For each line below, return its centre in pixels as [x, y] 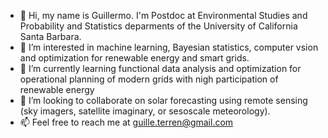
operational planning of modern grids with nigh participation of [149, 79]
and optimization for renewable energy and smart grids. [134, 58]
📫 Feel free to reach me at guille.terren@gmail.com [126, 122]
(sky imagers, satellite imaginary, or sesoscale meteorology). [145, 111]
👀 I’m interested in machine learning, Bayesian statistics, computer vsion [169, 47]
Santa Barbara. [50, 36]
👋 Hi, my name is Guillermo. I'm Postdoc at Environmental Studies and [163, 15]
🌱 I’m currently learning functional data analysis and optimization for [160, 68]
